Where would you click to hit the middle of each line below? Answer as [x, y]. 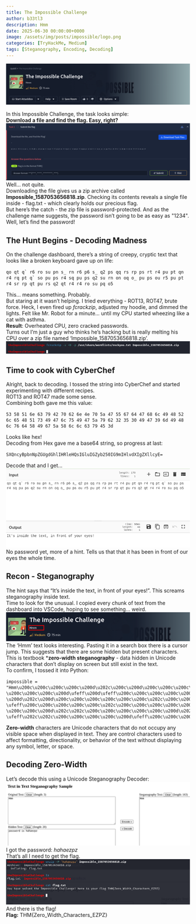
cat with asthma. [26, 320]
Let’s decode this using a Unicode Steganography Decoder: [78, 779]
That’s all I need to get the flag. [43, 856]
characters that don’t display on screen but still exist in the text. [82, 664]
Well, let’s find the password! [41, 222]
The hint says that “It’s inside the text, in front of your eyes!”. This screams [95, 590]
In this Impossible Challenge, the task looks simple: [67, 114]
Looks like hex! [24, 437]
